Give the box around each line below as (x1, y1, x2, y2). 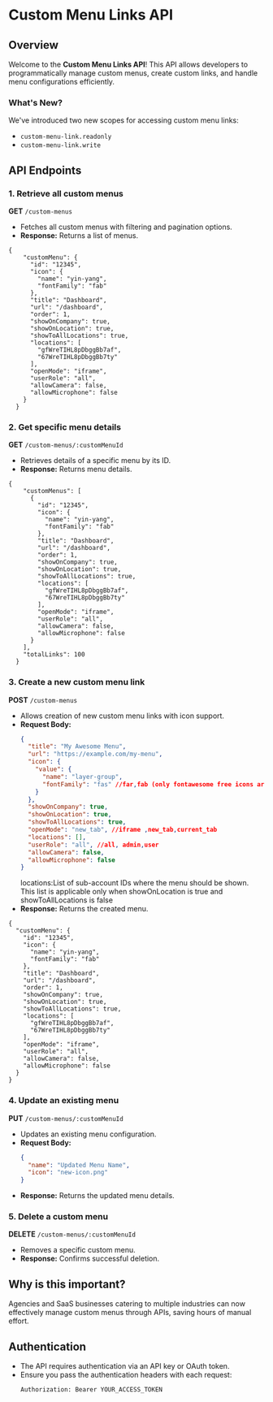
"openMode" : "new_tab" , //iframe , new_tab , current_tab (28, 826, 218, 834)
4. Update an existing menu (8, 1095, 119, 1106)
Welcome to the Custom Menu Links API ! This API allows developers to (8, 59, 249, 69)
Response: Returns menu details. (19, 465, 132, 474)
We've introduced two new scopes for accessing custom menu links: (8, 115, 240, 125)
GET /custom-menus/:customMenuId (8, 440, 123, 450)
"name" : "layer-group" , (41, 772, 123, 781)
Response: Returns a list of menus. (19, 230, 139, 240)
